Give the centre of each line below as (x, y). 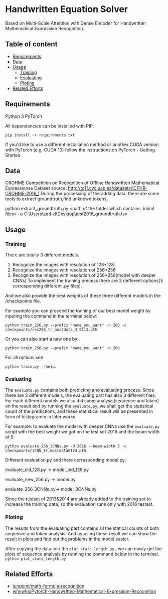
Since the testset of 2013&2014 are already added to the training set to (78, 499)
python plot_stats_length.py (36, 559)
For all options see (24, 358)
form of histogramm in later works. (41, 417)
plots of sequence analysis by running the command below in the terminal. (82, 554)
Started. (14, 155)
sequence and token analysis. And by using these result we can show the (81, 533)
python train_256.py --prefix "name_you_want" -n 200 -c (66, 325)
